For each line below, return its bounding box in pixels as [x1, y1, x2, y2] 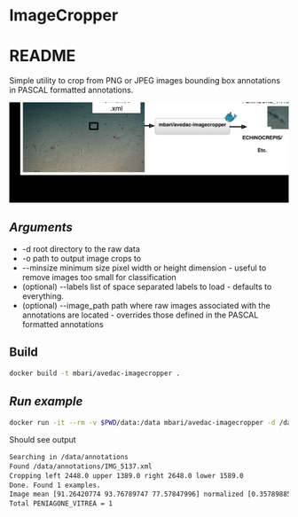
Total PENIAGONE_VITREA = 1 [9, 499, 114, 508]
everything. [21, 290, 65, 302]
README [9, 46, 76, 67]
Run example [9, 394, 83, 409]
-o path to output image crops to [21, 253, 142, 263]
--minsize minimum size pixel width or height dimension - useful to [21, 262, 267, 273]
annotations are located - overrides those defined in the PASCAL [21, 309, 259, 320]
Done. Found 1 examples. [9, 481, 101, 490]
